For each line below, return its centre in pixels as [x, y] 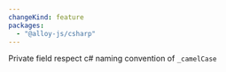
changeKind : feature [47, 17]
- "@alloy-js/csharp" [56, 33]
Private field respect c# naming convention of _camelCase [113, 59]
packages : [27, 25]
